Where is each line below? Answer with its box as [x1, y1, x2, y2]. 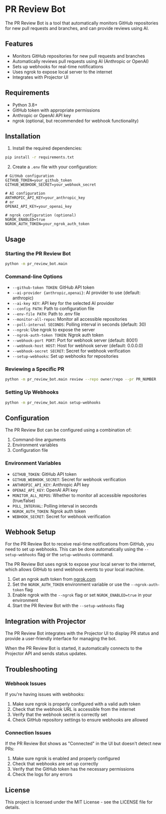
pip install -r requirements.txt [5, 155, 74, 160]
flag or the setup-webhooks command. [37, 551, 114, 557]
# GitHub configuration [5, 173, 55, 179]
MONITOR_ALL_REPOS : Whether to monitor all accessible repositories [12, 492, 147, 498]
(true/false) [12, 497, 36, 504]
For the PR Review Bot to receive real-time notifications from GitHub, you [5, 541, 154, 547]
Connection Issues [5, 729, 52, 736]
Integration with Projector [5, 617, 86, 626]
